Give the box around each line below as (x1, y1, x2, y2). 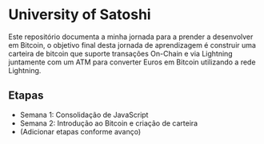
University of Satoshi (8, 6, 151, 24)
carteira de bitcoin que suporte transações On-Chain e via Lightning (8, 49, 234, 58)
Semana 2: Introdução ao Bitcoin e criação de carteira (19, 118, 198, 128)
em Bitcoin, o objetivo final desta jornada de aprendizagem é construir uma (8, 40, 256, 49)
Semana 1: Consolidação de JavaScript (19, 110, 149, 119)
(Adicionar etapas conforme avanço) (19, 126, 142, 136)
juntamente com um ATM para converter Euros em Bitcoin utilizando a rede (8, 57, 256, 67)
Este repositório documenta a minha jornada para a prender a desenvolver (8, 32, 254, 41)
